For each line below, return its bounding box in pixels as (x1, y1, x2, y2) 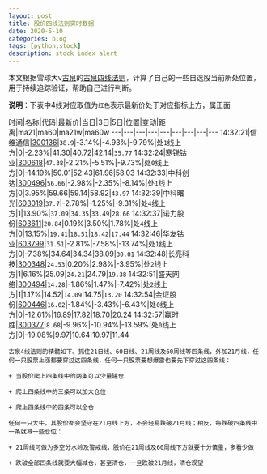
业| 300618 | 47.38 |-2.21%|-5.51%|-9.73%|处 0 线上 (8, 158, 170, 167)
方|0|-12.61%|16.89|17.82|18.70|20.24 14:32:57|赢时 (8, 310, 180, 319)
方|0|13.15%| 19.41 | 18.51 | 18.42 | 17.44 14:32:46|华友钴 (8, 228, 184, 238)
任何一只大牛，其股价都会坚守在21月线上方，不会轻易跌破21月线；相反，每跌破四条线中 (8, 419, 258, 427)
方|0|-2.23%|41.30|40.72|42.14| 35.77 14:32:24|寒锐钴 (8, 147, 188, 157)
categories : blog (8, 34, 67, 43)
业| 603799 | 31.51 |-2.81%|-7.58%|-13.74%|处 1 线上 (8, 239, 174, 248)
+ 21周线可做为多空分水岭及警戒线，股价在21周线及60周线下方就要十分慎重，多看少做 (8, 443, 255, 451)
